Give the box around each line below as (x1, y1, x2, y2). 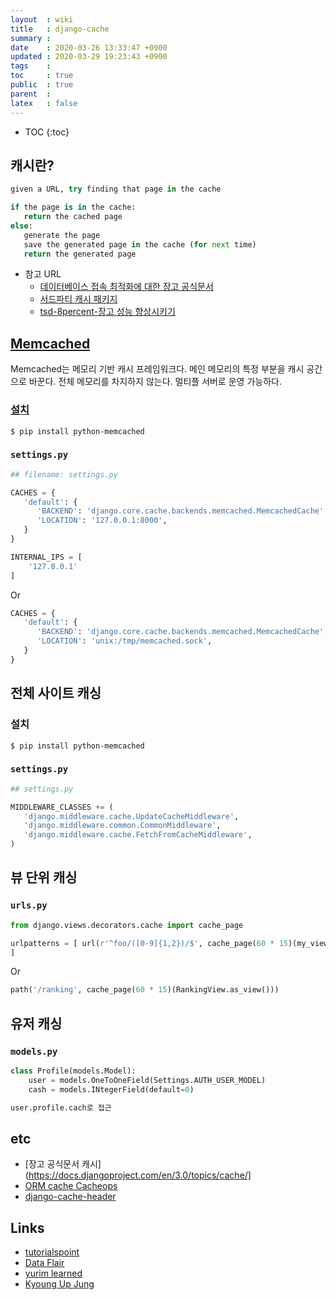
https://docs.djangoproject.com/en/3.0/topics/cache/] (28, 1169, 252, 1181)
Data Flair (24, 1257, 65, 1269)
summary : (10, 33, 52, 43)
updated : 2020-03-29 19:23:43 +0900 (10, 52, 168, 62)
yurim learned (24, 1267, 83, 1280)
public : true (10, 80, 74, 90)
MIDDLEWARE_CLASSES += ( (10, 802, 114, 812)
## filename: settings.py (10, 469, 118, 480)
